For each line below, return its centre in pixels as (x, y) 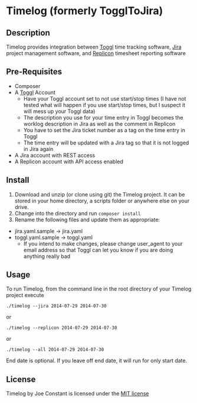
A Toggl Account (35, 92)
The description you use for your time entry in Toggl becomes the (103, 117)
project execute (25, 295)
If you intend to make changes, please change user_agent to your (103, 243)
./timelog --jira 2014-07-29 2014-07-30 (57, 306)
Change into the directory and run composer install (78, 213)
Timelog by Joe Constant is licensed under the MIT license (78, 394)
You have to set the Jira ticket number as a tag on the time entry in (104, 130)
